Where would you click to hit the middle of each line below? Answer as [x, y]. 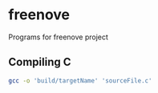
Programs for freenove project [58, 37]
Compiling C [40, 62]
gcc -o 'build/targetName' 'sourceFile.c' [80, 81]
